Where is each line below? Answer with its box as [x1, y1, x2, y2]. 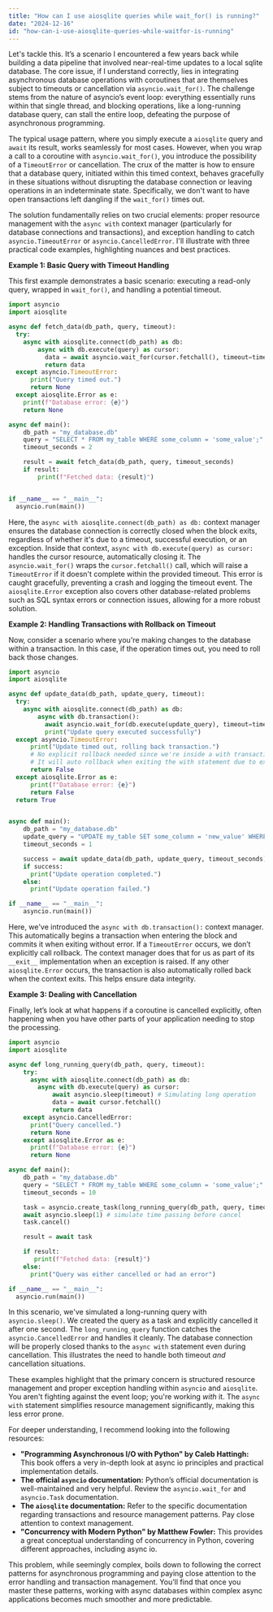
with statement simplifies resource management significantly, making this [8, 1401, 255, 1410]
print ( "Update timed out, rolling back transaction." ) [29, 743, 220, 752]
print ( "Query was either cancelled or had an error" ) [29, 1270, 217, 1278]
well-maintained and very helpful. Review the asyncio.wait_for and [19, 1484, 246, 1493]
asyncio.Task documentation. [19, 1493, 119, 1502]
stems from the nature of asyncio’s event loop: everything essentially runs [8, 93, 256, 102]
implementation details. [19, 1467, 99, 1476]
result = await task [23, 1233, 93, 1241]
